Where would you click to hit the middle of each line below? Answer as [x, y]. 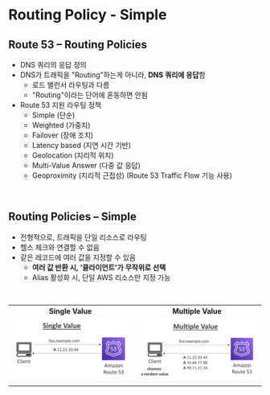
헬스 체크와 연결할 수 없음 [60, 247]
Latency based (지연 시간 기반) [81, 145]
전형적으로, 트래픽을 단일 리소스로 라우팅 [83, 237]
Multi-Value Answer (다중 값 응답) [86, 165]
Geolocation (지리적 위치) [73, 155]
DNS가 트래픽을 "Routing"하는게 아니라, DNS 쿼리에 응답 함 [113, 75]
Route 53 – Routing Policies [78, 45]
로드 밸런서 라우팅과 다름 [71, 85]
